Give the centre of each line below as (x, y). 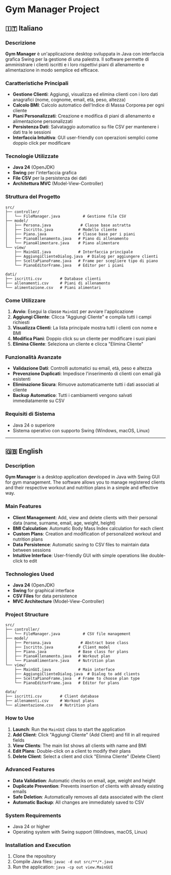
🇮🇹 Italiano (24, 28)
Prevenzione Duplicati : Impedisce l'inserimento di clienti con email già (87, 374)
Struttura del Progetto (33, 197)
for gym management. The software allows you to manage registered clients (85, 482)
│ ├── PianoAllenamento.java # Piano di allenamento (67, 238)
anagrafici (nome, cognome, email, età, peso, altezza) (69, 100)
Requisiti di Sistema (30, 414)
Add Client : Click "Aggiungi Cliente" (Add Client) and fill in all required (86, 734)
